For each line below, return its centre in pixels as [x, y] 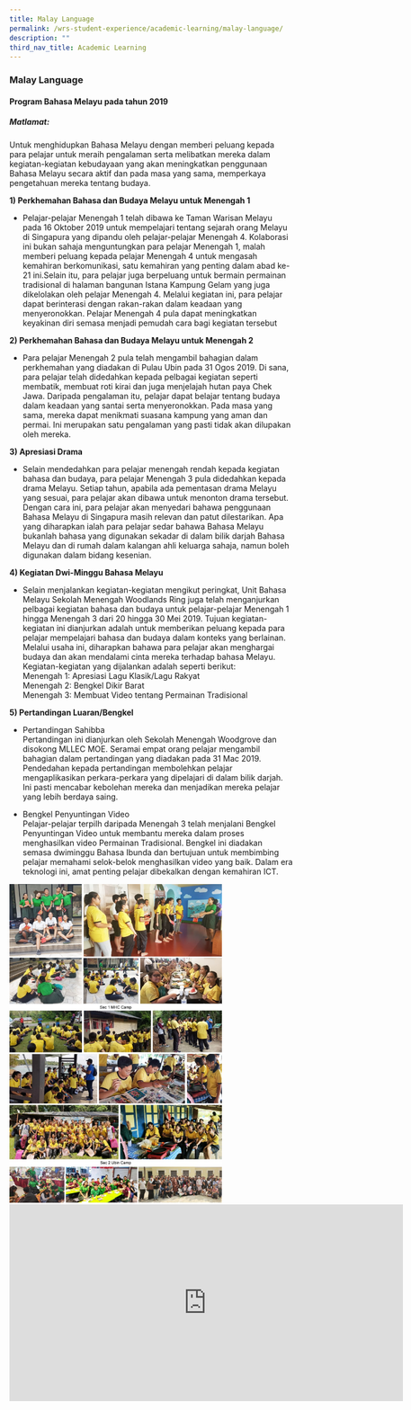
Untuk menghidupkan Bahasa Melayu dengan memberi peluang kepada [142, 145]
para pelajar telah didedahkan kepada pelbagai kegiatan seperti [140, 377]
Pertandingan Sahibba [63, 729]
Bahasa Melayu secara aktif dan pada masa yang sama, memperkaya [138, 173]
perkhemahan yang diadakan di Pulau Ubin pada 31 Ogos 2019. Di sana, [156, 367]
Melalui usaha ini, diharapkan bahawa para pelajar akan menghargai [148, 647]
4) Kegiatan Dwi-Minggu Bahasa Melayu [86, 572]
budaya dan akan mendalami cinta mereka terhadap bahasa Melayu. [149, 656]
